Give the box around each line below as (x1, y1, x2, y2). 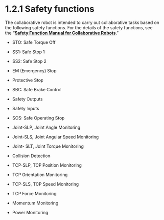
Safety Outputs (12, 96, 43, 102)
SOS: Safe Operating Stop (12, 115, 65, 120)
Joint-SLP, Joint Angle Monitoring (12, 124, 81, 130)
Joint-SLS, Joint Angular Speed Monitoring (12, 134, 99, 140)
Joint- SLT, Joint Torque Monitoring (12, 143, 84, 149)
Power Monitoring (12, 209, 48, 215)
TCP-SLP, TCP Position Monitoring (12, 162, 82, 168)
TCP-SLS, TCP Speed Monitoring (12, 181, 79, 187)
